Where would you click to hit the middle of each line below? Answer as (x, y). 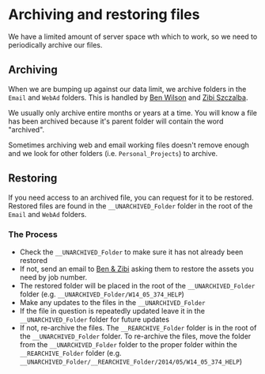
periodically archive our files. (55, 44)
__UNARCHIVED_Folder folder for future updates (95, 319)
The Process (33, 235)
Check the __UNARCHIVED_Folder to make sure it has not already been (131, 252)
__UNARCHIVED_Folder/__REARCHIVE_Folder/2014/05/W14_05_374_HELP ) (131, 361)
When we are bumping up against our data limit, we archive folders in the (127, 89)
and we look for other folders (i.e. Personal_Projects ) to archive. (113, 153)
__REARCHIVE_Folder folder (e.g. (70, 353)
